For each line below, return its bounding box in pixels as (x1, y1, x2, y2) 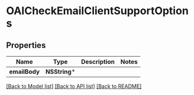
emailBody (9, 68, 40, 76)
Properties (6, 40, 46, 50)
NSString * (45, 68, 76, 76)
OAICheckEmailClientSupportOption (6, 4, 189, 18)
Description (80, 58, 115, 65)
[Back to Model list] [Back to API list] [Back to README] (6, 83, 142, 90)
